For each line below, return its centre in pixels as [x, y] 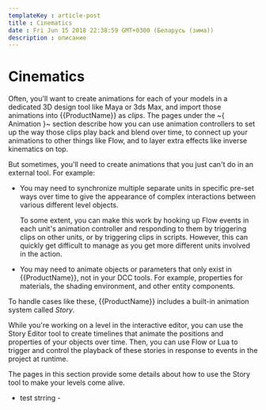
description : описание [47, 38]
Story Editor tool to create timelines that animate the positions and [116, 334]
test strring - [40, 398]
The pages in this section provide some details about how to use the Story [129, 374]
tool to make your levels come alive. [66, 383]
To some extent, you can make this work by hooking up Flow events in [134, 220]
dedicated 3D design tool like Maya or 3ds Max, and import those [115, 107]
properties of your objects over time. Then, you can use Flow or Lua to [123, 342]
